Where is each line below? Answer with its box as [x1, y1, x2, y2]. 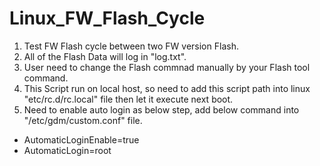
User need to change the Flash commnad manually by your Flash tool [23, 61, 311, 73]
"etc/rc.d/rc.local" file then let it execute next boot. [23, 93, 234, 105]
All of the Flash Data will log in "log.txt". [23, 50, 187, 62]
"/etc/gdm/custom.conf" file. [23, 114, 143, 126]
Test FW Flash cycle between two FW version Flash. [23, 40, 239, 52]
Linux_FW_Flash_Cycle [9, 7, 206, 30]
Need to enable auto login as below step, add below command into [23, 103, 300, 116]
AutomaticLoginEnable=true [23, 133, 140, 146]
